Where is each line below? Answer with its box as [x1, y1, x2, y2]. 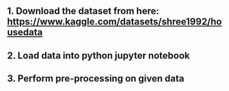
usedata [7, 26, 43, 38]
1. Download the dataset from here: [7, 5, 159, 17]
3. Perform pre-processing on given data [7, 73, 185, 84]
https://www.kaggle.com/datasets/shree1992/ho [7, 16, 222, 28]
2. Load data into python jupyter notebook [7, 50, 190, 61]
